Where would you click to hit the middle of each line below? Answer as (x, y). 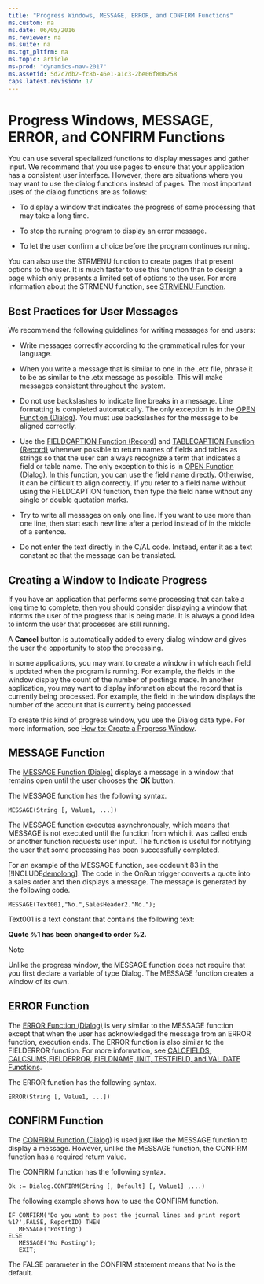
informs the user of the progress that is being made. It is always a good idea (132, 616)
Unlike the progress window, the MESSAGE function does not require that (127, 965)
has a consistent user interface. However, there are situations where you (125, 175)
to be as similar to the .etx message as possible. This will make (121, 378)
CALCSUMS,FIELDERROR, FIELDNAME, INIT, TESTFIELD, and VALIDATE (125, 1058)
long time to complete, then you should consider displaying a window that (128, 607)
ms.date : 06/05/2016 (42, 30)
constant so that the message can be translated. (98, 555)
